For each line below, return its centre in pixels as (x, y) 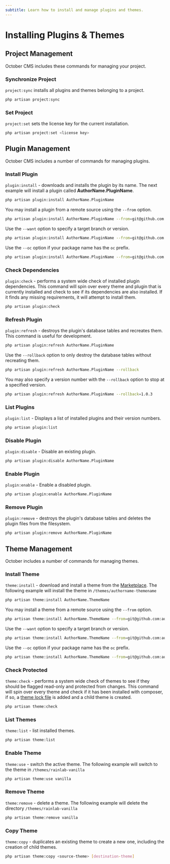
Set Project (19, 112)
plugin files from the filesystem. (38, 524)
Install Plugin (22, 174)
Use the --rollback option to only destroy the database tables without (78, 355)
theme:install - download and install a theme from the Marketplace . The (81, 585)
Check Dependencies (32, 270)
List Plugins (20, 407)
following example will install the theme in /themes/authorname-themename (81, 591)
